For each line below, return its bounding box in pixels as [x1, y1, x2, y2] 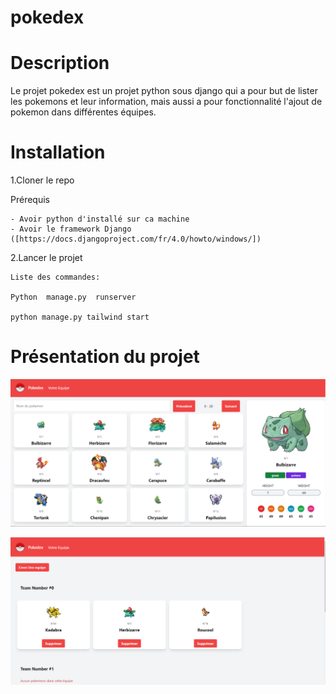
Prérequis [10, 194, 50, 206]
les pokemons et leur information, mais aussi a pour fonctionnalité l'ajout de [10, 96, 323, 108]
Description [10, 52, 110, 75]
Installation [10, 141, 106, 164]
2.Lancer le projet [10, 252, 83, 264]
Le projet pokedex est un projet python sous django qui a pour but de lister [10, 85, 318, 97]
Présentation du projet [10, 346, 200, 368]
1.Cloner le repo [10, 174, 75, 186]
